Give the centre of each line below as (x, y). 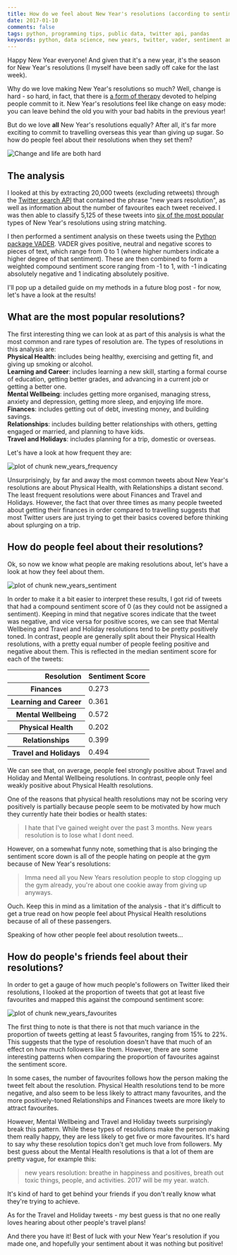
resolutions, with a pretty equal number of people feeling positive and (108, 644)
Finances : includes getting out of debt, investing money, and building (108, 409)
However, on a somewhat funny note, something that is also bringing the (113, 849)
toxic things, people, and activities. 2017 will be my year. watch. (117, 1180)
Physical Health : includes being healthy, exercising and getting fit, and (110, 356)
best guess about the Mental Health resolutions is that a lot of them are (110, 1152)
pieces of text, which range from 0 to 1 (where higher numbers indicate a (113, 251)
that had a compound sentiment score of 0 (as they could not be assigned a (117, 606)
